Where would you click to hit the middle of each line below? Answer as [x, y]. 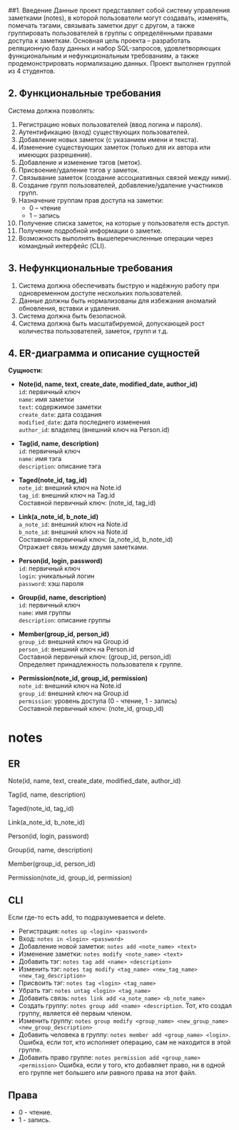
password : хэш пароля [51, 584]
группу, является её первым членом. [75, 1014]
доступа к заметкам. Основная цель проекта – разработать [100, 41]
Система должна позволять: [51, 111]
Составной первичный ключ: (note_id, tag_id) [87, 503]
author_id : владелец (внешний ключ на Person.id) [94, 430]
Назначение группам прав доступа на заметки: [91, 200]
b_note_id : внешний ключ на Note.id [73, 532]
